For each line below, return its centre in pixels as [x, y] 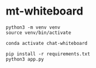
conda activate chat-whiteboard [46, 43]
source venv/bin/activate [38, 32]
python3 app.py [25, 59]
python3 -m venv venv [33, 27]
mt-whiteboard [44, 11]
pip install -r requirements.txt [48, 54]
